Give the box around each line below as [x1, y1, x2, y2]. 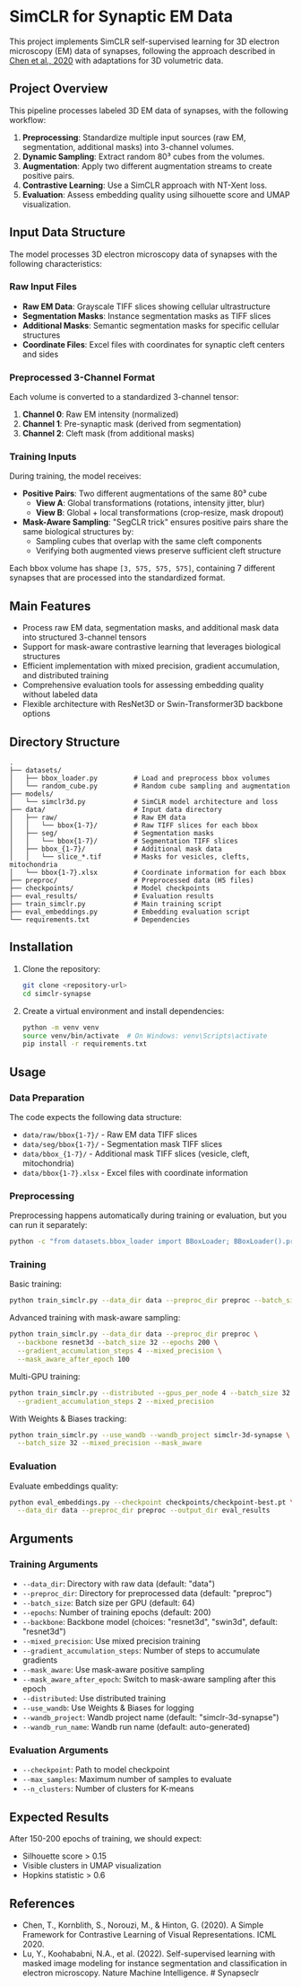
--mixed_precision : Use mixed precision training [21, 1636, 202, 1647]
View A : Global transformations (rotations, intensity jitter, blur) [35, 498, 265, 508]
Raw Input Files [9, 280, 78, 293]
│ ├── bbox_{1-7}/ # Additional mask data [9, 844, 222, 854]
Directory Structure [9, 734, 121, 749]
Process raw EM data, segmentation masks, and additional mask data [21, 623, 279, 633]
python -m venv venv [21, 1022, 99, 1032]
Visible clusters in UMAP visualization [21, 1860, 161, 1871]
